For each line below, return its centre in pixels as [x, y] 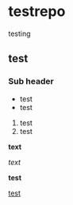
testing [19, 34]
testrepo [37, 12]
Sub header [31, 81]
